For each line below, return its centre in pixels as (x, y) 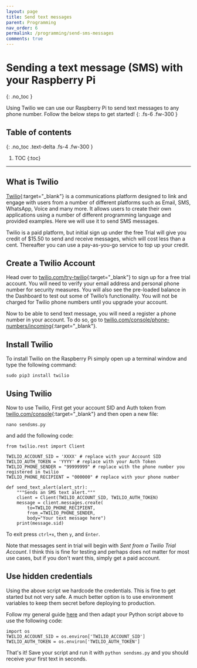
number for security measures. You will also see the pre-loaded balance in (96, 290)
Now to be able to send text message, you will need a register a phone (91, 314)
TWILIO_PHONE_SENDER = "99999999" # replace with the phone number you (95, 467)
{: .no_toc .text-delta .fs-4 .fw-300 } (50, 147)
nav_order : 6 (22, 28)
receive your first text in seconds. (47, 659)
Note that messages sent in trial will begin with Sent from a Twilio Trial (91, 545)
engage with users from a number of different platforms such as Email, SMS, (98, 202)
